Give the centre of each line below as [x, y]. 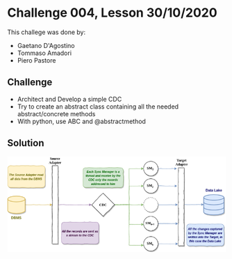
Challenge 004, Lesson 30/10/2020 [112, 13]
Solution [26, 143]
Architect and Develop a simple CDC [69, 99]
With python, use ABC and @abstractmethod [81, 121]
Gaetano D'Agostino [46, 45]
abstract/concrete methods [56, 113]
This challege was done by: [46, 32]
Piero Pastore [36, 60]
